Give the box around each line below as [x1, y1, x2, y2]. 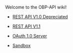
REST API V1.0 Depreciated [12, 14, 68, 19]
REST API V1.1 [12, 23, 41, 29]
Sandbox [12, 43, 31, 49]
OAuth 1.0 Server [12, 33, 47, 39]
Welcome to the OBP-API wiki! [5, 4, 67, 10]
